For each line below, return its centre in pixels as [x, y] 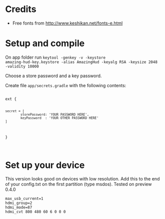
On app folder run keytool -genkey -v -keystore [55, 57]
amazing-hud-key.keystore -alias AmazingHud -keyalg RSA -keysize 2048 [81, 62]
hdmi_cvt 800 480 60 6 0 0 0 [35, 212]
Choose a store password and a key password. [53, 76]
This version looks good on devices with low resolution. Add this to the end [82, 179]
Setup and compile [45, 43]
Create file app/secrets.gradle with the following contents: [66, 85]
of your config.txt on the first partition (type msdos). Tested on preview [78, 184]
